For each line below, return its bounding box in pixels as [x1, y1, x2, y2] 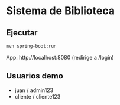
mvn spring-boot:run [6, 43, 57, 49]
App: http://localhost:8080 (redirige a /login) [6, 54, 114, 61]
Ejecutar [6, 28, 38, 38]
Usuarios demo [6, 71, 64, 81]
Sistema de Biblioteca [6, 4, 115, 18]
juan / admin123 [14, 87, 54, 94]
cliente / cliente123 [14, 93, 61, 100]
